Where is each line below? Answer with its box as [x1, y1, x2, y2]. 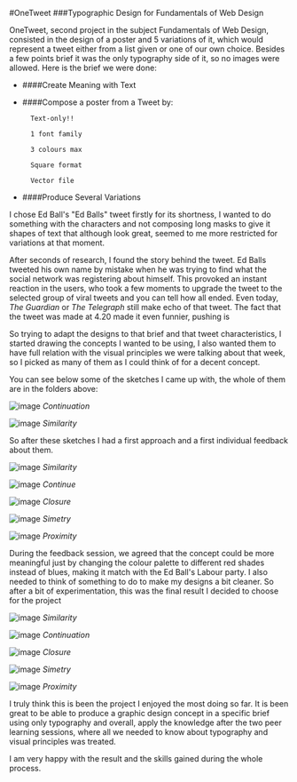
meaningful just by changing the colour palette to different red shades [9, 557, 265, 568]
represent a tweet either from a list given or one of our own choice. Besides [9, 44, 285, 54]
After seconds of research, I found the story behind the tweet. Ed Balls [9, 255, 267, 265]
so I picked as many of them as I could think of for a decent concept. [9, 357, 261, 367]
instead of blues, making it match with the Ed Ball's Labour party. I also [9, 567, 269, 577]
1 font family [30, 130, 82, 139]
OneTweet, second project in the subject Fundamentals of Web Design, [9, 25, 269, 35]
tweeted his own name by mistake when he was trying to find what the [9, 264, 268, 275]
